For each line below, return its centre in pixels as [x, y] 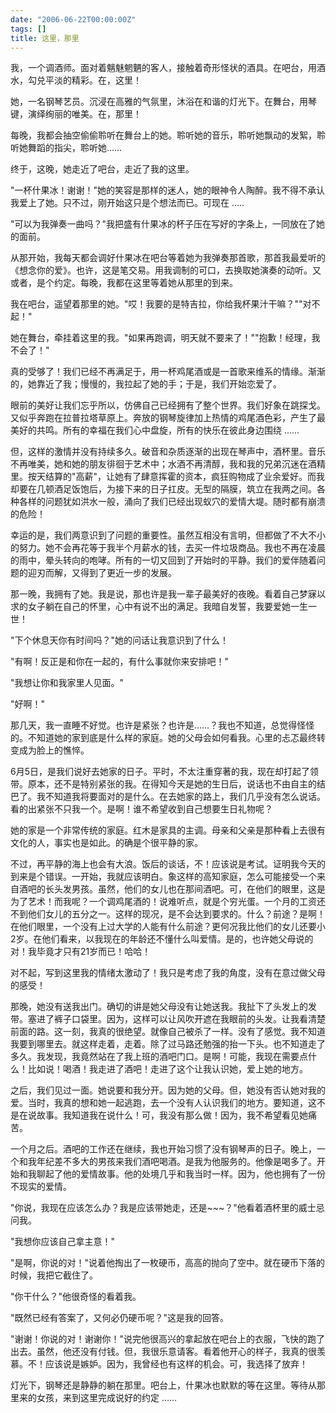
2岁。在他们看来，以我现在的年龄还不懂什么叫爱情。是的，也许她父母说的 [162, 939]
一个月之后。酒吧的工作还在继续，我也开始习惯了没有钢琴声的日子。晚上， [163, 1149]
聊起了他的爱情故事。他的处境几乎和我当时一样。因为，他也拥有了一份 [181, 1174]
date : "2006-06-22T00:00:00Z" [73, 19]
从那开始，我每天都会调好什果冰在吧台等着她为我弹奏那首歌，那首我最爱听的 [168, 258]
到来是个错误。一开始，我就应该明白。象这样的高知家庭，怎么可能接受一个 [163, 877]
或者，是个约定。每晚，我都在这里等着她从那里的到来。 [124, 283]
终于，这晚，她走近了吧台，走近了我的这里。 [102, 169]
